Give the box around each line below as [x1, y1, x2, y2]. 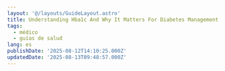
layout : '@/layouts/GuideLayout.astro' [7, 9, 121, 17]
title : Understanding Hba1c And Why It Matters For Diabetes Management [7, 16, 219, 23]
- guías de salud [13, 35, 63, 42]
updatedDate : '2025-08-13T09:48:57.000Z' [7, 54, 127, 61]
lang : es [7, 41, 32, 48]
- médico [13, 28, 38, 36]
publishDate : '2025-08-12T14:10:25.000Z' [7, 48, 127, 55]
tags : [7, 22, 23, 29]
